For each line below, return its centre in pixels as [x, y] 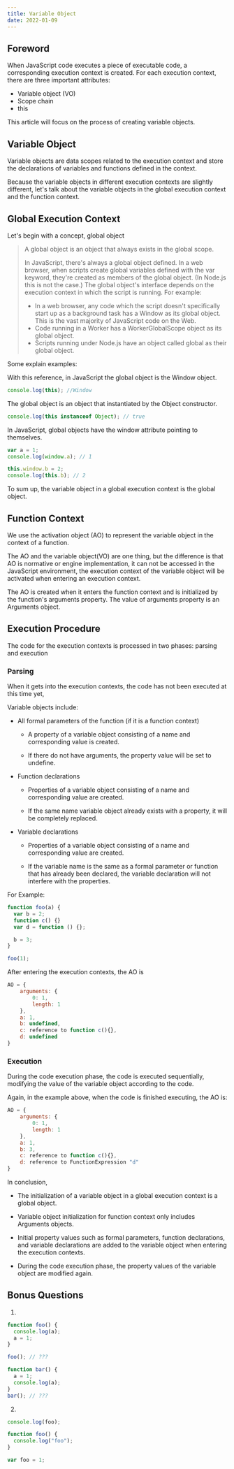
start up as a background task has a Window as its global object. [128, 313]
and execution [28, 653]
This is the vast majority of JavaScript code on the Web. [116, 320]
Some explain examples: [42, 363]
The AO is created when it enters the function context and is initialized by [112, 592]
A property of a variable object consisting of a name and [109, 734]
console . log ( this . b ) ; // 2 [46, 476]
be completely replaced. [63, 818]
